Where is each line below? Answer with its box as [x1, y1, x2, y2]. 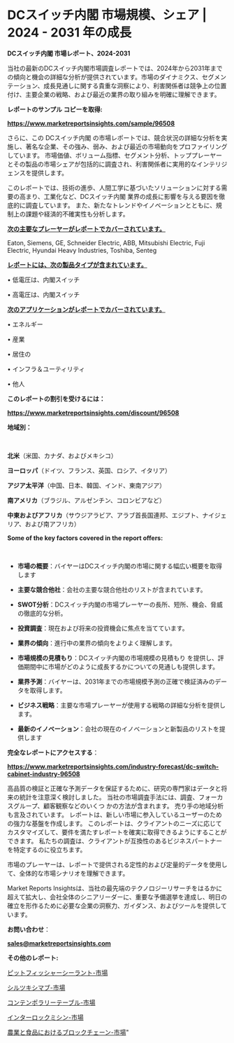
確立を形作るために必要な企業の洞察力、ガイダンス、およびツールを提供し [7, 902, 221, 910]
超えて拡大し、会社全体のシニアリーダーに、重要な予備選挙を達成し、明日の [7, 892, 227, 901]
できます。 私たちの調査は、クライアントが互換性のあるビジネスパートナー [7, 836, 222, 845]
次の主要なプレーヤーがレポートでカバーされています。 [7, 224, 166, 233]
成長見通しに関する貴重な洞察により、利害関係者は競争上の [43, 81, 215, 90]
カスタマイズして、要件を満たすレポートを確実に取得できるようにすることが [7, 828, 227, 836]
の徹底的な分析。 [17, 609, 67, 617]
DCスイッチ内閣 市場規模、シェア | [7, 7, 207, 23]
